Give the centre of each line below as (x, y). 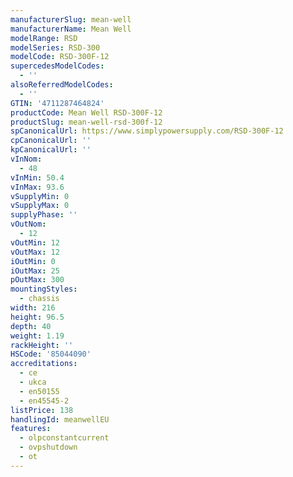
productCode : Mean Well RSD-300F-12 (86, 112)
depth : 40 (31, 326)
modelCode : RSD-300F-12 (60, 57)
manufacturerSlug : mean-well (71, 19)
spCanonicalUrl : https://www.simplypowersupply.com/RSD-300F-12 (147, 131)
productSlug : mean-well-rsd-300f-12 (86, 122)
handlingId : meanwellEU (60, 419)
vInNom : (26, 159)
